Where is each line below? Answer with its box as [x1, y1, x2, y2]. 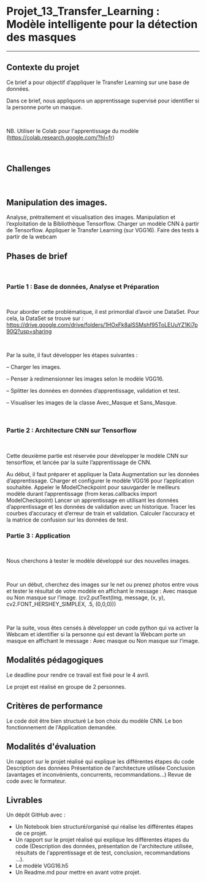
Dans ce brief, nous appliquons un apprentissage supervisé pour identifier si [6, 97, 199, 104]
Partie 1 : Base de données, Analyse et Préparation [6, 283, 159, 291]
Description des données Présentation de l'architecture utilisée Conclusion [6, 764, 195, 772]
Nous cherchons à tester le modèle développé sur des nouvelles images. [6, 557, 191, 565]
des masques [6, 31, 77, 44]
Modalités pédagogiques [6, 655, 104, 666]
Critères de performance [6, 701, 103, 712]
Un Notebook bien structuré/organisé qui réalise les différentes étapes [15, 823, 194, 831]
